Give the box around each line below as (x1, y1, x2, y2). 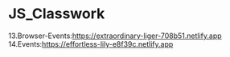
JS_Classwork (8, 5, 105, 23)
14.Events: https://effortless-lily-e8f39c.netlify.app (8, 39, 174, 48)
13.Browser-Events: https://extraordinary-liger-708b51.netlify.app (8, 31, 223, 40)
